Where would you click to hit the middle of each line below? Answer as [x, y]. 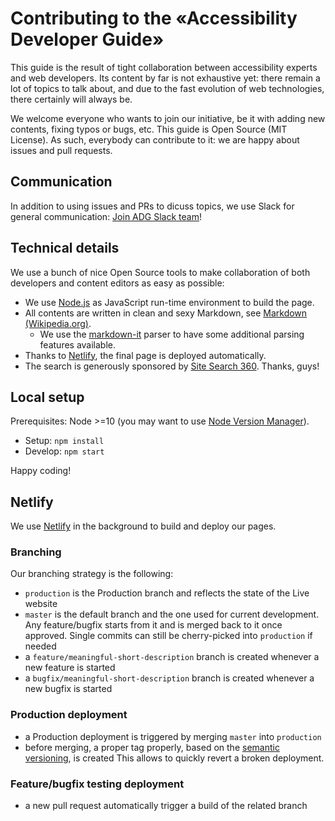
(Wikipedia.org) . [58, 323]
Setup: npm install [64, 441]
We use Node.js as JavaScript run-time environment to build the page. [169, 302]
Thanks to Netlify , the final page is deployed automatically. [145, 355]
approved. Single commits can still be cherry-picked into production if [168, 636]
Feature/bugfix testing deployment [97, 784]
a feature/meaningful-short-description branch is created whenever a [172, 657]
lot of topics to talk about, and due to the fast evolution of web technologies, [167, 88]
